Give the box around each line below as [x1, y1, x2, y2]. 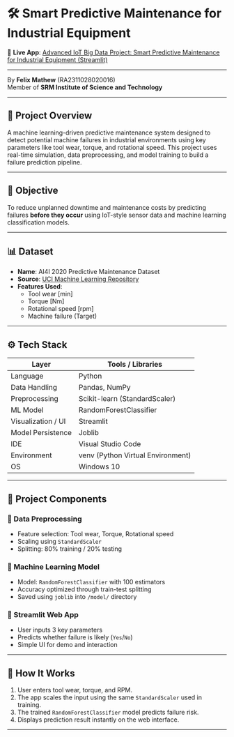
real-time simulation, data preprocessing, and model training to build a [7, 151, 209, 159]
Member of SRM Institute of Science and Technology [7, 83, 163, 91]
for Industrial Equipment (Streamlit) [7, 55, 108, 63]
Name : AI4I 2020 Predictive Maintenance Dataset [17, 268, 160, 276]
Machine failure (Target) [27, 312, 97, 321]
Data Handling [10, 383, 58, 393]
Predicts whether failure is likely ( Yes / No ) [17, 633, 134, 641]
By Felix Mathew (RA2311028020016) [7, 75, 116, 84]
